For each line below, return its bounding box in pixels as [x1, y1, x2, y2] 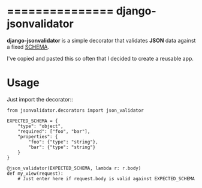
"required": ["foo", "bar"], [17, 128, 91, 135]
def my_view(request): [7, 170, 64, 177]
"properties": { [17, 133, 59, 139]
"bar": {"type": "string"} [28, 144, 96, 150]
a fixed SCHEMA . [7, 43, 50, 50]
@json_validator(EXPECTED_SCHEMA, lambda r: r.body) [7, 165, 141, 171]
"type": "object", [17, 123, 64, 129]
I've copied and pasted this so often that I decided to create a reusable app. [7, 55, 194, 62]
